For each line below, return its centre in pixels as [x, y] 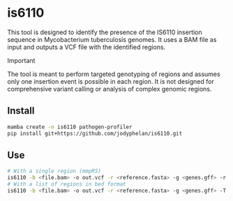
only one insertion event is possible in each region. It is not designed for [111, 81]
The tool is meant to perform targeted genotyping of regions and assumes [114, 74]
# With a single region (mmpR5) [54, 171]
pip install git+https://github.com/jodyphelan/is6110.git [95, 133]
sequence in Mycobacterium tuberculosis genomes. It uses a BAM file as [112, 39]
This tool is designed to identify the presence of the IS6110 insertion [105, 32]
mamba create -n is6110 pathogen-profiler [70, 127]
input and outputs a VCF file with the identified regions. [87, 47]
